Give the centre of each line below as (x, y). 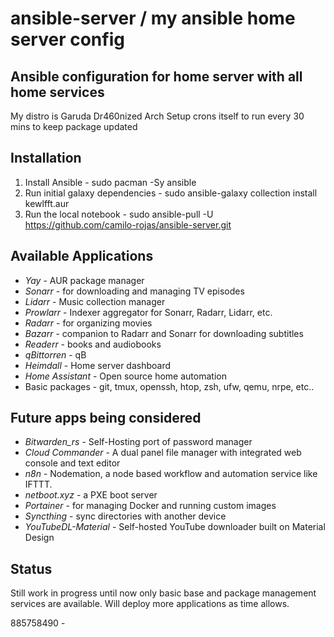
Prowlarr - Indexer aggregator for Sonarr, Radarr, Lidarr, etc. (148, 312)
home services (57, 92)
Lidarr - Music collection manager (95, 301)
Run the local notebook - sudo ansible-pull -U (119, 214)
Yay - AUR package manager (84, 280)
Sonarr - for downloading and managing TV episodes (134, 291)
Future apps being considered (106, 418)
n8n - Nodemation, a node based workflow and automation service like (171, 474)
